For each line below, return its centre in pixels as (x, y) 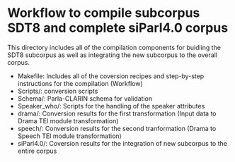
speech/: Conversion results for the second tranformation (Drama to (117, 128)
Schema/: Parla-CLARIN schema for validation (85, 98)
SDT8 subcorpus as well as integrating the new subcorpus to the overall (113, 55)
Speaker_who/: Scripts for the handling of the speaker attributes (111, 106)
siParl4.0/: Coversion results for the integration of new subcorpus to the (122, 143)
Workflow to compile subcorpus (104, 13)
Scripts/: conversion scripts (58, 91)
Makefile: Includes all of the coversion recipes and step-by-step (111, 76)
